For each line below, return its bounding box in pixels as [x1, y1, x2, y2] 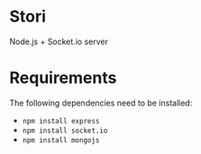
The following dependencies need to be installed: [9, 97, 193, 108]
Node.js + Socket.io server [9, 36, 108, 47]
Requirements [9, 68, 117, 88]
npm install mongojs [22, 135, 100, 145]
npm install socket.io [22, 126, 108, 135]
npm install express [22, 116, 100, 125]
